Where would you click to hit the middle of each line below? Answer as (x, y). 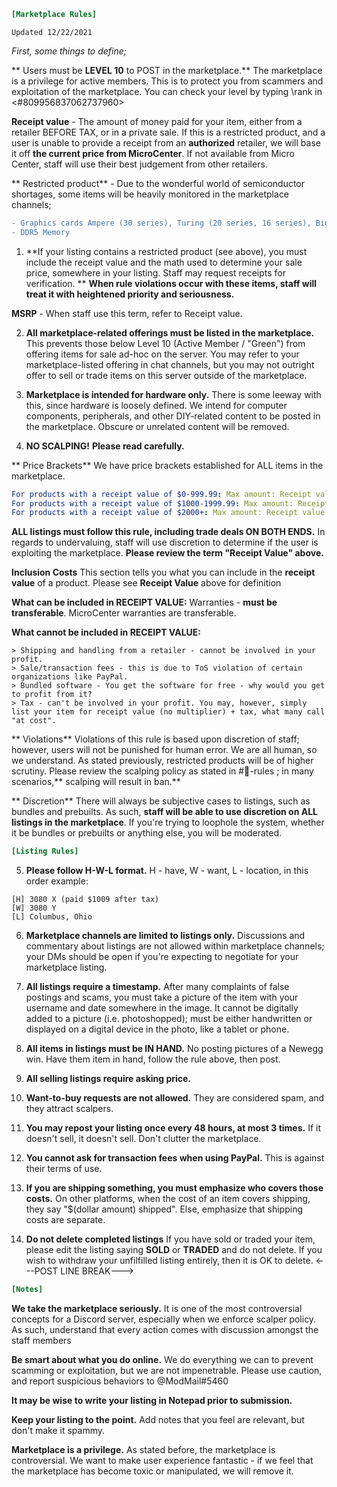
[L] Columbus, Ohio (52, 917)
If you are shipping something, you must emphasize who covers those (174, 1188)
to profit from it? (52, 695)
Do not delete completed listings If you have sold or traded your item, (170, 1239)
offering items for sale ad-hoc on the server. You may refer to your (162, 354)
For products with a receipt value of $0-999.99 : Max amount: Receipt (161, 494)
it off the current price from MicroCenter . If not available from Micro (153, 153)
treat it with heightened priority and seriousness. (130, 294)
